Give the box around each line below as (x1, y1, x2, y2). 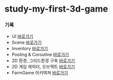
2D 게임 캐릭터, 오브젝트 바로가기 (11, 64, 75, 70)
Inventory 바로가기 (11, 46, 48, 51)
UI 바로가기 (11, 33, 34, 39)
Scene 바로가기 (11, 40, 42, 46)
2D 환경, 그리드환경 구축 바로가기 (11, 58, 75, 64)
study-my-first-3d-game (4, 3, 108, 15)
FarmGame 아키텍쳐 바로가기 (11, 70, 68, 76)
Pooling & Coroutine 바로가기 (11, 52, 69, 58)
